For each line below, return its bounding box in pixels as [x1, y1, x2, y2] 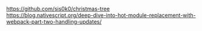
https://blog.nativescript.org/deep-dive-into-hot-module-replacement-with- [6, 12, 196, 19]
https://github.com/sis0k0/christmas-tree [6, 5, 110, 12]
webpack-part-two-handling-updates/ [6, 18, 102, 25]
